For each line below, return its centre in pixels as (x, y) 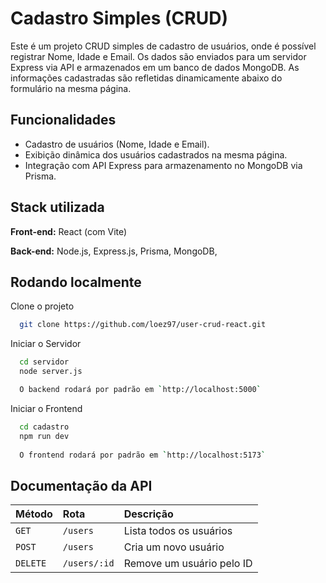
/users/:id (88, 563)
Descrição (148, 514)
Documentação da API (81, 485)
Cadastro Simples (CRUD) (119, 18)
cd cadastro (44, 427)
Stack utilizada (57, 207)
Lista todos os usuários (178, 531)
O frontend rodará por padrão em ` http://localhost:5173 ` (143, 455)
